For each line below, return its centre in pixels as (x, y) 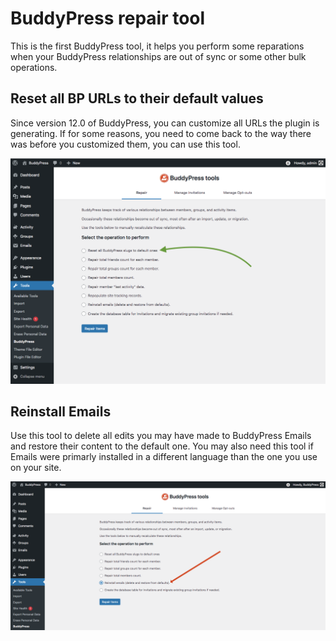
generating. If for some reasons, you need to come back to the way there (161, 133)
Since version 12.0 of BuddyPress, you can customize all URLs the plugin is (165, 123)
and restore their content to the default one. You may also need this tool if (162, 446)
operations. (34, 67)
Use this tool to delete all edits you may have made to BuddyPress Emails (161, 436)
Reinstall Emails (61, 411)
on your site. (36, 468)
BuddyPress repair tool (108, 18)
